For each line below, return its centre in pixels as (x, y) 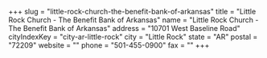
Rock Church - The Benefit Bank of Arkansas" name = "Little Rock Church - (133, 20)
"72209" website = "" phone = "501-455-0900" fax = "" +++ (109, 45)
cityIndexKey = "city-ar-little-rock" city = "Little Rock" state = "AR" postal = (133, 37)
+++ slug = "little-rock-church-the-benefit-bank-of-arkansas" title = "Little (132, 12)
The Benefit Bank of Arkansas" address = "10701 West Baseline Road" (124, 28)
